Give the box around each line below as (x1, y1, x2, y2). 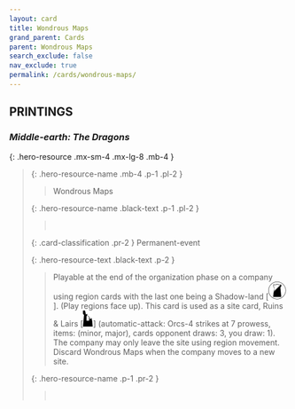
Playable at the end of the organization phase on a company (52, 271, 273, 282)
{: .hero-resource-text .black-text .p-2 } (30, 254, 175, 265)
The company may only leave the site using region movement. (52, 337, 281, 348)
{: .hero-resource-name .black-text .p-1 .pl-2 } (30, 202, 199, 213)
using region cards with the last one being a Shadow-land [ (52, 291, 269, 302)
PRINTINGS (9, 105, 74, 120)
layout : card (9, 14, 58, 23)
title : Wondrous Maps (9, 23, 89, 33)
